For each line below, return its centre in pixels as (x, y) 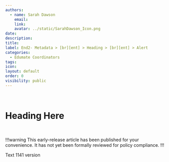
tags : (11, 62)
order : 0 (14, 76)
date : (11, 34)
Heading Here (35, 116)
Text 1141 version (23, 155)
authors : (14, 10)
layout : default (22, 72)
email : (21, 19)
